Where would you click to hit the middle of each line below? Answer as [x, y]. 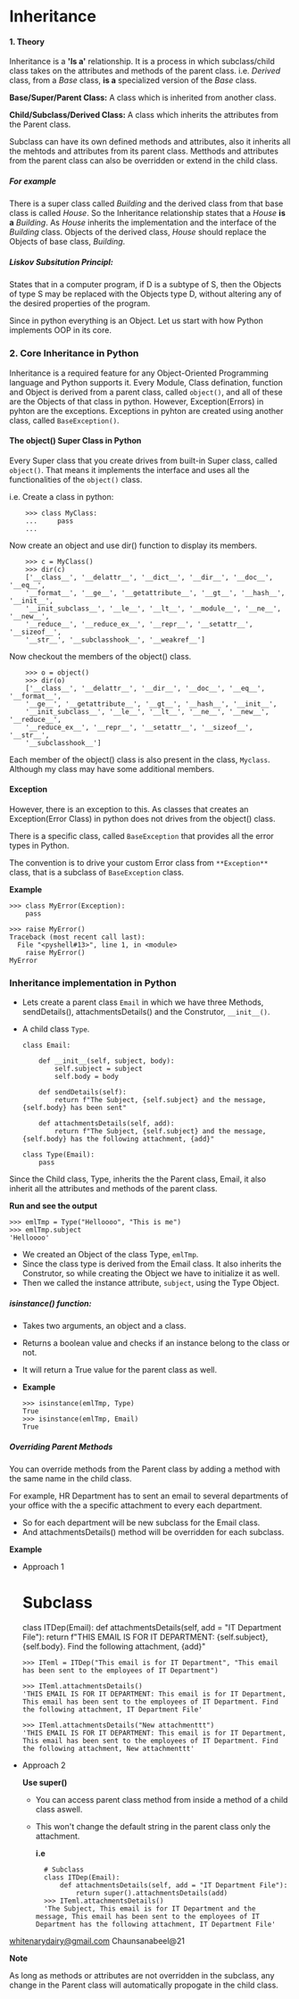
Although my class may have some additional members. [112, 768]
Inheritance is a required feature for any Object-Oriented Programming [139, 373]
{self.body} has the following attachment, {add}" [118, 1140]
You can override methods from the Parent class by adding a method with [145, 1469]
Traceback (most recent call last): [77, 937]
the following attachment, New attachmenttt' [108, 1749]
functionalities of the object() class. [76, 479]
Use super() [45, 1783]
